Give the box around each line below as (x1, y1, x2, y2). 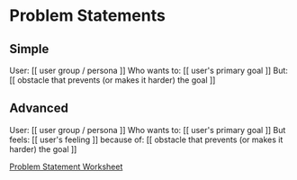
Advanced (9, 101, 69, 116)
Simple (9, 41, 49, 57)
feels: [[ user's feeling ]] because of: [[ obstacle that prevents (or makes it (9, 134, 283, 145)
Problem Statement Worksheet (9, 161, 123, 172)
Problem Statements (9, 5, 166, 26)
